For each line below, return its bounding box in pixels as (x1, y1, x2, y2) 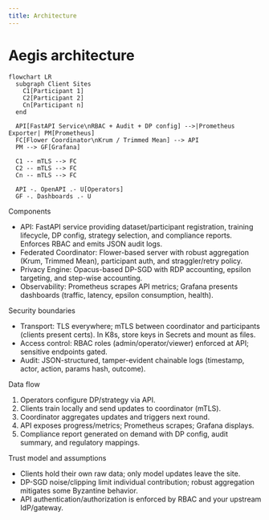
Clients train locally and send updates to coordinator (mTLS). (19, 403, 222, 413)
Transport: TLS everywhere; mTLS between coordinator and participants (19, 321, 261, 331)
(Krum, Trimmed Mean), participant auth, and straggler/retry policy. (19, 256, 243, 266)
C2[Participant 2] (22, 94, 84, 102)
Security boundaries (8, 306, 76, 315)
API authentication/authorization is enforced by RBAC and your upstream (19, 494, 262, 504)
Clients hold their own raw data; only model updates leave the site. (19, 469, 241, 478)
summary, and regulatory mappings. (19, 437, 141, 447)
